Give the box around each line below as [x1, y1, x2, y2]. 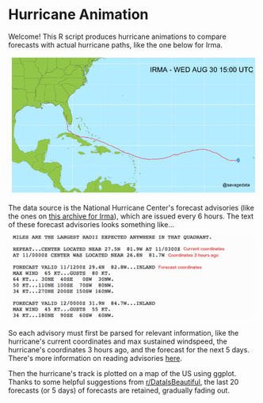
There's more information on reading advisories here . [8, 354, 182, 363]
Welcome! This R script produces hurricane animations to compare [8, 32, 227, 41]
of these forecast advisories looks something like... [8, 220, 174, 230]
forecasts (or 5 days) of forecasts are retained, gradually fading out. [8, 386, 230, 395]
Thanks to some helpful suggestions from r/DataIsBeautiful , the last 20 [8, 378, 239, 387]
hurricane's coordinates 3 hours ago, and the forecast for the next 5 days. [8, 345, 250, 355]
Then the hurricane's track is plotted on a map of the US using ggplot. [8, 369, 237, 378]
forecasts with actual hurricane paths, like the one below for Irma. [8, 40, 223, 49]
